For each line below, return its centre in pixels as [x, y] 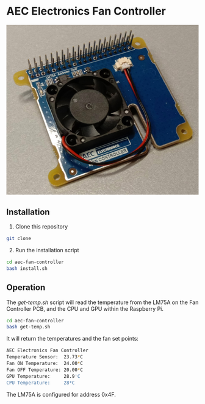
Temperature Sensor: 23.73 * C [45, 357]
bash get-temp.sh [28, 327]
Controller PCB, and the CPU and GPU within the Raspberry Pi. [85, 308]
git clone [19, 239]
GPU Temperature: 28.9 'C [43, 376]
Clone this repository [41, 227]
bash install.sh [27, 268]
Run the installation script [47, 250]
